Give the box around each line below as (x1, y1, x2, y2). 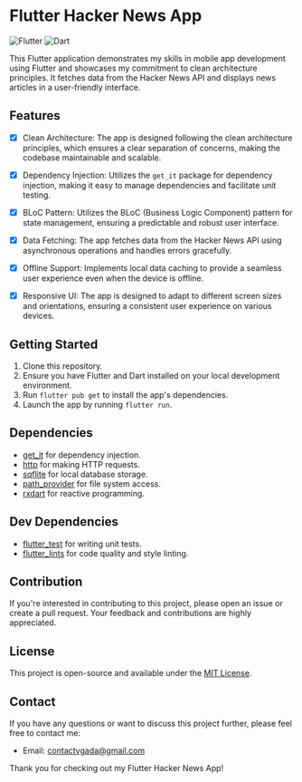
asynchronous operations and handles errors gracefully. (22, 246, 232, 256)
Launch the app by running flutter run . (22, 399, 173, 410)
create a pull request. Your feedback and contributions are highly (9, 608, 251, 619)
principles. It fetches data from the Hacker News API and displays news (9, 72, 277, 82)
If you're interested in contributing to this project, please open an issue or (9, 598, 283, 609)
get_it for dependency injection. (22, 449, 142, 460)
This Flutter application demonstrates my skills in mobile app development (9, 53, 287, 63)
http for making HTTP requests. (22, 459, 140, 469)
